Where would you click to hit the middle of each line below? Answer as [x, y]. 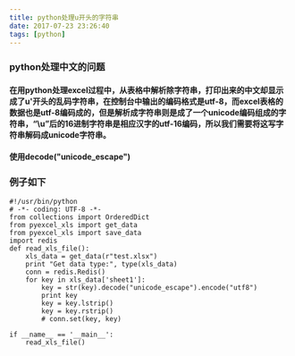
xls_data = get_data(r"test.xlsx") [92, 256]
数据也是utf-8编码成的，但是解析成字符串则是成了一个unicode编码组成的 [144, 112]
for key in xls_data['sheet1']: [85, 280]
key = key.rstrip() [78, 311]
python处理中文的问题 [57, 67]
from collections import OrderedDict [80, 217]
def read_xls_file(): [50, 248]
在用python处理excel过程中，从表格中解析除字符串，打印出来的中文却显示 [147, 89]
